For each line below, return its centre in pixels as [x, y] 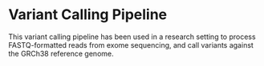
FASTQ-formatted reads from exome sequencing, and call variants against [131, 45]
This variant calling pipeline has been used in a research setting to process [132, 37]
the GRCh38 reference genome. [61, 53]
